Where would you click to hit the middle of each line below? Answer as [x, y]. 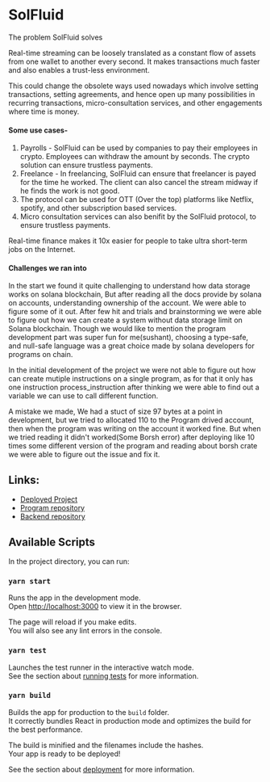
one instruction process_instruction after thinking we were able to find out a [134, 387]
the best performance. [46, 729]
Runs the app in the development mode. [75, 598]
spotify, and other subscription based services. [98, 208]
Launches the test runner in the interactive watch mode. [102, 667]
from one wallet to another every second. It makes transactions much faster [134, 61]
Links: [24, 479]
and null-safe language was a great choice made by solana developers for [132, 346]
